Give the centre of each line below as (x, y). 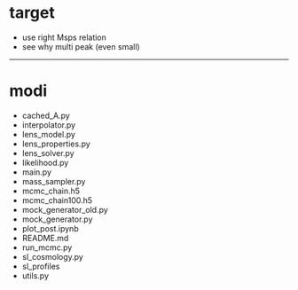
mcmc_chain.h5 (51, 191)
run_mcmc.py (47, 247)
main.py (36, 172)
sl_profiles (41, 266)
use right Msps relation (64, 37)
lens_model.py (48, 134)
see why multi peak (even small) (81, 46)
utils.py (35, 275)
